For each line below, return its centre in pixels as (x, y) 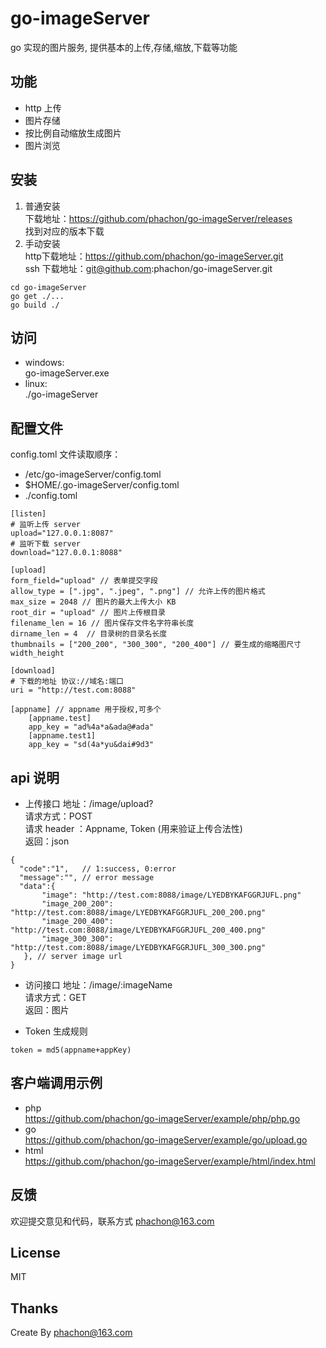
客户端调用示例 (56, 1083)
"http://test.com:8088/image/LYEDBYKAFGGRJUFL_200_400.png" (138, 930)
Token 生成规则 (56, 1031)
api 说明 (35, 777)
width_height (37, 653)
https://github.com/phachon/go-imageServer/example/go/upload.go (166, 1139)
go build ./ (35, 305)
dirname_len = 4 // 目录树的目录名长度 (89, 634)
